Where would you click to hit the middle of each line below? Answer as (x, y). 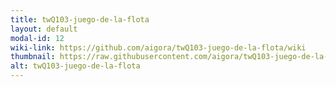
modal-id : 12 (37, 38)
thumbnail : (33, 57)
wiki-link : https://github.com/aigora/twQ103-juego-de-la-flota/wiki (158, 47)
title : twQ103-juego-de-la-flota (80, 19)
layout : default (44, 29)
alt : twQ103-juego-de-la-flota (75, 66)
